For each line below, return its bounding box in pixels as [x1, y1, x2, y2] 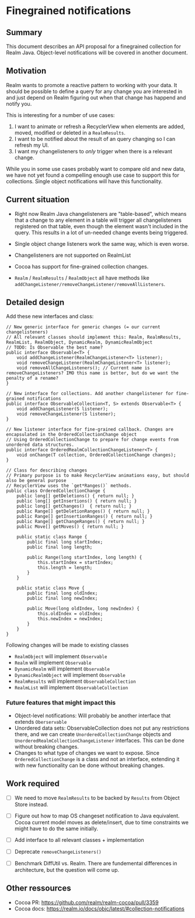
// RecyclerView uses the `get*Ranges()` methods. [6, 483, 132, 489]
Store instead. [14, 800, 48, 808]
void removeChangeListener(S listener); [16, 411, 116, 417]
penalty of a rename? [6, 376, 59, 381]
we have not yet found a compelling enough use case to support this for [6, 171, 179, 178]
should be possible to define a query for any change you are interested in [6, 88, 183, 95]
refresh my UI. [14, 142, 50, 149]
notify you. [6, 100, 32, 107]
